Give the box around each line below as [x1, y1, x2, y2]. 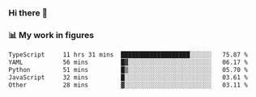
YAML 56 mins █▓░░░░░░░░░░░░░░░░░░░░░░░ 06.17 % [8, 58, 249, 67]
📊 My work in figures [8, 29, 95, 40]
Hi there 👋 [8, 7, 49, 19]
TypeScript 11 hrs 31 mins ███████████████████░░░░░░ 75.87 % [8, 51, 249, 59]
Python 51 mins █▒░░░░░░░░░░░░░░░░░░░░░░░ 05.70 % [8, 65, 249, 74]
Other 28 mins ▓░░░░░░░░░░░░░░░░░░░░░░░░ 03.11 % [8, 81, 249, 89]
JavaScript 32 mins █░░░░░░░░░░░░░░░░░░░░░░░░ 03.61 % [8, 73, 249, 82]
